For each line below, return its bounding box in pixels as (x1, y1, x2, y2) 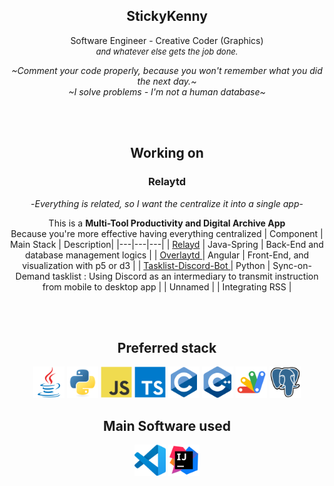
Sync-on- (272, 259, 312, 271)
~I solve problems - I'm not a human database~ (68, 85, 266, 98)
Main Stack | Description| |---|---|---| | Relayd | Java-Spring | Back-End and (10, 238, 324, 250)
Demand (15, 270, 51, 282)
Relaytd (147, 175, 187, 189)
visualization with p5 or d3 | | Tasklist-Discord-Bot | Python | (22, 259, 271, 271)
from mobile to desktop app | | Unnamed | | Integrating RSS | (42, 280, 292, 293)
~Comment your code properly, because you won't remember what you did (11, 64, 323, 76)
